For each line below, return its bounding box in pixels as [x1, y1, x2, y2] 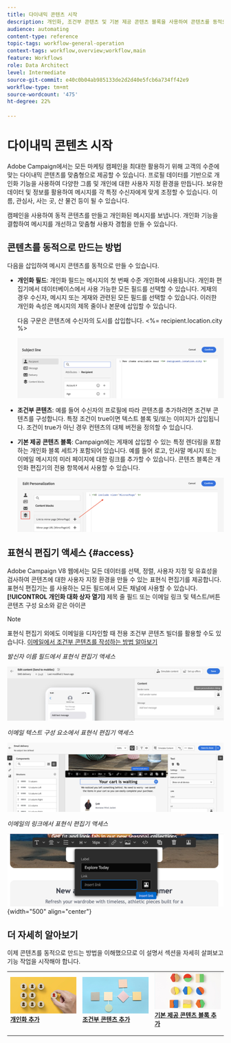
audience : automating [7, 25, 69, 32]
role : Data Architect [7, 62, 69, 69]
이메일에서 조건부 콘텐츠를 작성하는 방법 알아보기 [27, 637, 158, 646]
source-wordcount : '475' [7, 91, 78, 98]
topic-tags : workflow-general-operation [7, 40, 125, 47]
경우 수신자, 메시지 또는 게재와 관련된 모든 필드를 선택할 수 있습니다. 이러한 [16, 293, 217, 301]
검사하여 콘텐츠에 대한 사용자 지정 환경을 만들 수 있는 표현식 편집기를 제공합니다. [7, 575, 222, 583]
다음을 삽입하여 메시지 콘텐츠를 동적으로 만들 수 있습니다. [7, 261, 159, 270]
